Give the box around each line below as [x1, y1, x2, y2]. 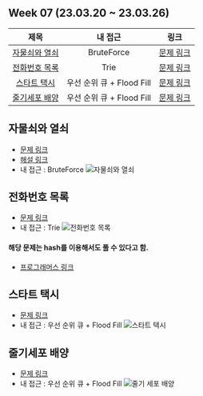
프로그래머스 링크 [19, 262, 74, 271]
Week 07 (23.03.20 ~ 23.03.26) [8, 6, 170, 20]
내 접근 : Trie [19, 223, 61, 233]
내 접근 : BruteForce [19, 164, 84, 174]
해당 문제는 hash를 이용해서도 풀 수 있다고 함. [8, 243, 149, 253]
